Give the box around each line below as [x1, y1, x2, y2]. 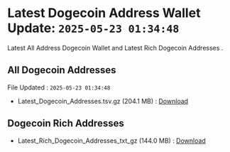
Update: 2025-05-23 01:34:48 [7, 20, 180, 36]
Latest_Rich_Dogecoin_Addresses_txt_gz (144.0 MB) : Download [17, 136, 206, 145]
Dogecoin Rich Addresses [7, 117, 124, 129]
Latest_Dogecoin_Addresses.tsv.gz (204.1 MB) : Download [17, 97, 189, 105]
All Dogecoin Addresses [7, 64, 116, 76]
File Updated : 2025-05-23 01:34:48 [7, 83, 111, 92]
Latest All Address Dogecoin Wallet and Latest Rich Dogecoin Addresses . [7, 43, 224, 52]
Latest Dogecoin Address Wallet [7, 5, 201, 21]
